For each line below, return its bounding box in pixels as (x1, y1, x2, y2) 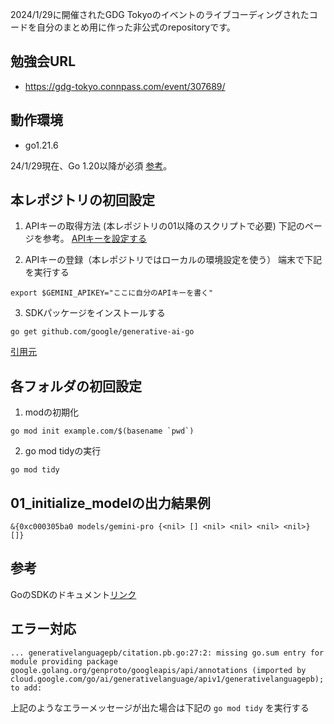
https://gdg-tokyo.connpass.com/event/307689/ (24, 80, 226, 92)
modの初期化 (24, 406, 80, 418)
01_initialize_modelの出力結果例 (10, 494, 211, 512)
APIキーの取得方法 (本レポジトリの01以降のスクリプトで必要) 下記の (24, 220, 305, 232)
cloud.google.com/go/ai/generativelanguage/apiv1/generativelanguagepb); (10, 674, 325, 684)
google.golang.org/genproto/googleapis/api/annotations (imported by (10, 665, 307, 675)
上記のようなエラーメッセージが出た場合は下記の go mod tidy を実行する (10, 701, 310, 713)
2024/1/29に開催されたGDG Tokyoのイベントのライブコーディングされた (10, 9, 310, 20)
